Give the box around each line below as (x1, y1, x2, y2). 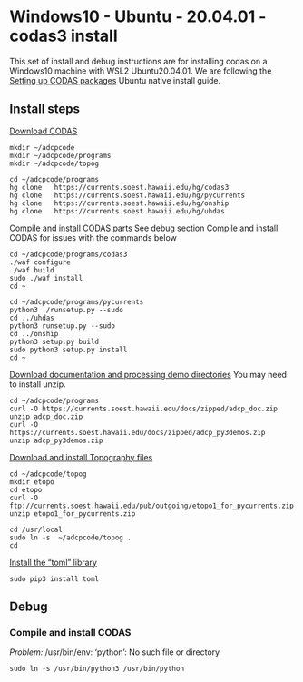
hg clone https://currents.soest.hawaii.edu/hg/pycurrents (9, 191, 246, 200)
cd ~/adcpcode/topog (9, 469, 88, 479)
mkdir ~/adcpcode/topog (9, 159, 100, 168)
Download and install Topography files (9, 451, 153, 462)
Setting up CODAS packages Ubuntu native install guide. (9, 74, 221, 85)
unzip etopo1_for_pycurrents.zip (9, 509, 136, 519)
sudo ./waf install (9, 273, 83, 282)
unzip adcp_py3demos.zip (9, 436, 103, 445)
